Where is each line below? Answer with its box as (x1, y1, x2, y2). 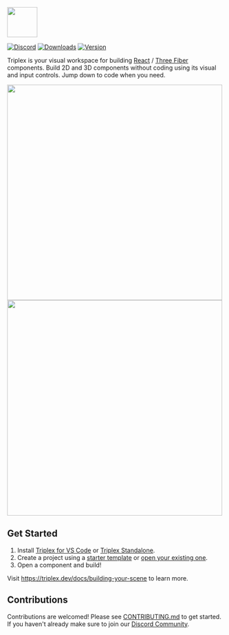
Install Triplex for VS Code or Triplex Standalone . (17, 546, 155, 554)
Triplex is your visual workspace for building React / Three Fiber (7, 57, 189, 64)
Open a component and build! (17, 561, 102, 569)
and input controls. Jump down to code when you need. (7, 71, 166, 79)
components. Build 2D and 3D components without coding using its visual (7, 63, 217, 72)
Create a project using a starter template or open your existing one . (17, 553, 208, 561)
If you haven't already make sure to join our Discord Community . (7, 620, 190, 628)
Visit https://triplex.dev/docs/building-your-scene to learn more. (7, 574, 188, 582)
